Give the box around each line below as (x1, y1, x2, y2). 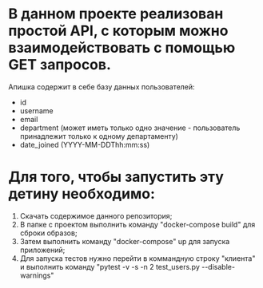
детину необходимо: (8, 185, 156, 203)
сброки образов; (19, 228, 78, 238)
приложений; (19, 245, 66, 254)
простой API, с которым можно (8, 22, 229, 40)
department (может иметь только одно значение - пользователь (19, 123, 241, 132)
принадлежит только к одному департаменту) (19, 131, 178, 140)
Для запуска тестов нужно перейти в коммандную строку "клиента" (19, 253, 256, 263)
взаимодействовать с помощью (8, 39, 236, 57)
